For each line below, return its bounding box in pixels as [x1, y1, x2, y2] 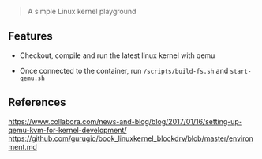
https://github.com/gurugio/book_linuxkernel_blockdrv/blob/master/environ [8, 134, 254, 143]
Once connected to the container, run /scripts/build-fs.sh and [19, 66, 229, 75]
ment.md [8, 142, 38, 151]
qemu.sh [19, 74, 45, 82]
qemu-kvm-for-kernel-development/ [8, 125, 127, 134]
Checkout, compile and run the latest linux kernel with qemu [19, 51, 215, 60]
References [8, 96, 66, 109]
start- [230, 67, 252, 75]
